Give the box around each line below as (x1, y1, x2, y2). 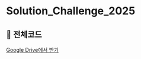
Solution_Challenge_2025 (6, 4, 136, 18)
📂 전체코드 (6, 29, 43, 39)
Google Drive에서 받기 (6, 46, 59, 53)
